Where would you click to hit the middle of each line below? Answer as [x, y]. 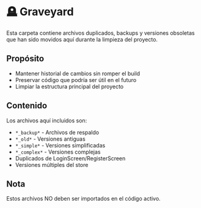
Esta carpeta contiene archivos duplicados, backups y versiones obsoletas [100, 33]
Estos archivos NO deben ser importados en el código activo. [83, 199]
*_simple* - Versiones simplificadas [60, 145]
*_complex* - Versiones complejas [58, 152]
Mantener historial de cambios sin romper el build [78, 73]
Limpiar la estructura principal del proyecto [69, 86]
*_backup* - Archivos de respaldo [57, 132]
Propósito [25, 59]
